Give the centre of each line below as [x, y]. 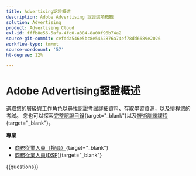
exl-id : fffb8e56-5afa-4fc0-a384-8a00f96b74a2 [64, 33]
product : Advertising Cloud [40, 28]
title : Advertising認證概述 [39, 11]
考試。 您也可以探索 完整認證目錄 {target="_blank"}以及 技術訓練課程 [87, 115]
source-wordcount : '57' [35, 50]
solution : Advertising [34, 22]
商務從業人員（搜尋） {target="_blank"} [61, 147]
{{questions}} [23, 167]
